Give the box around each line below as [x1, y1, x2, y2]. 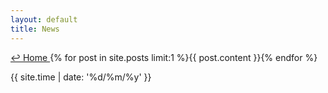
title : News [10, 24, 60, 34]
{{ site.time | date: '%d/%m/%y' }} [10, 71, 152, 83]
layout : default [10, 14, 78, 25]
